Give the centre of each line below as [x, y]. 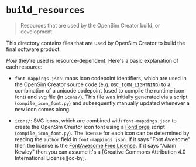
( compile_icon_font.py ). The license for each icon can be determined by [102, 133]
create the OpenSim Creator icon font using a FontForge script [90, 127]
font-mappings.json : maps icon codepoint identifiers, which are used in [100, 78]
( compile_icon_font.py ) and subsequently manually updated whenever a [102, 103]
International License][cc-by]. [50, 158]
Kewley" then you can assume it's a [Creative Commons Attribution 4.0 [100, 152]
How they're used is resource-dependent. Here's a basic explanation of [92, 60]
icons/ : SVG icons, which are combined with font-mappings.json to [95, 120]
